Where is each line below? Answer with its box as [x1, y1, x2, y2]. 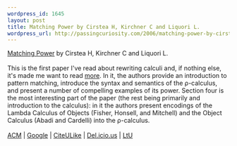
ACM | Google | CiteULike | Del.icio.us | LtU [7, 131, 133, 140]
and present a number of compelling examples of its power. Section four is [7, 86, 224, 95]
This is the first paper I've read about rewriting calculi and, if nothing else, [7, 64, 222, 72]
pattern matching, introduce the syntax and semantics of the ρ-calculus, [7, 79, 217, 88]
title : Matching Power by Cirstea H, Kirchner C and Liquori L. [7, 23, 200, 30]
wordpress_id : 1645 [7, 10, 65, 18]
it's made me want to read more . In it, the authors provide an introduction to [7, 72, 227, 80]
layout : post [7, 17, 46, 24]
